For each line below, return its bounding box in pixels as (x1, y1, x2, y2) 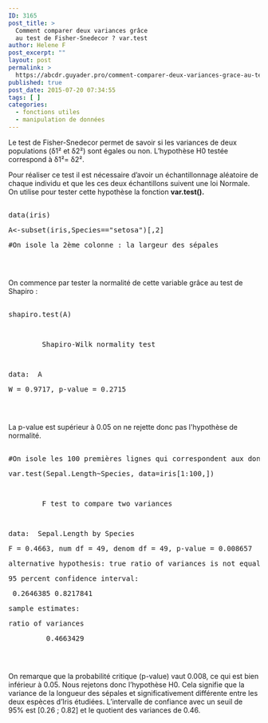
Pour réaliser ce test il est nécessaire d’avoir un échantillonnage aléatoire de (8, 169, 259, 180)
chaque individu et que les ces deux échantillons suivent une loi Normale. (8, 178, 250, 188)
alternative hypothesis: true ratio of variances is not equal (8, 558, 261, 568)
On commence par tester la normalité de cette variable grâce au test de (8, 277, 243, 288)
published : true (8, 78, 62, 86)
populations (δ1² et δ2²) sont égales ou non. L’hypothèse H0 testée (8, 145, 229, 156)
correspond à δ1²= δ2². (8, 154, 85, 164)
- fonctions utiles (15, 109, 81, 117)
